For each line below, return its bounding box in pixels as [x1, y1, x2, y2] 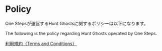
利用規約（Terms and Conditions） [5, 41, 77, 47]
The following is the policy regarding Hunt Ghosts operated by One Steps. [5, 30, 157, 36]
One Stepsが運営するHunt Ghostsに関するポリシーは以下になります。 [5, 20, 148, 26]
